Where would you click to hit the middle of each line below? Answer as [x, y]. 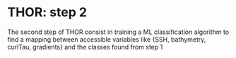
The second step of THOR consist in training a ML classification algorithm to [118, 32]
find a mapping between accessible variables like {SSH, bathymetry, [107, 39]
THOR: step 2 [47, 12]
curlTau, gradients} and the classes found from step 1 [85, 47]
